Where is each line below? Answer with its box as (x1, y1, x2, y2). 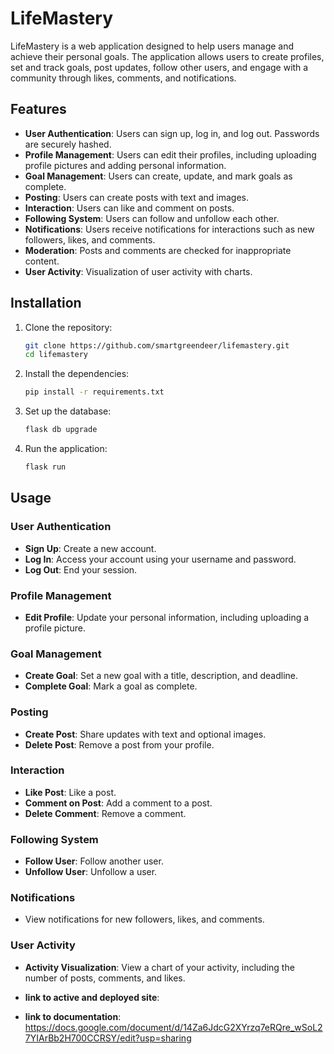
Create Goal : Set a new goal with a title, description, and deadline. (24, 670, 299, 682)
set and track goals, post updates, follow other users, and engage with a (10, 61, 309, 73)
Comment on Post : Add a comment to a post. (24, 797, 213, 809)
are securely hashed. (24, 138, 112, 150)
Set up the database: (24, 405, 112, 417)
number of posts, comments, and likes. (24, 972, 186, 984)
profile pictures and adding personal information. (24, 159, 227, 171)
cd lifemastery (24, 350, 89, 360)
